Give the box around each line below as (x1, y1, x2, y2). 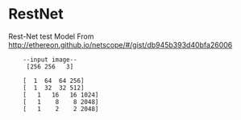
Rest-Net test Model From (8, 31, 94, 41)
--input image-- (23, 56, 78, 64)
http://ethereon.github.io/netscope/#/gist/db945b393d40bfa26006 (8, 39, 233, 49)
